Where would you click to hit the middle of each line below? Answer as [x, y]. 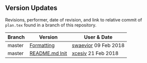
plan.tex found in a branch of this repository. [51, 25]
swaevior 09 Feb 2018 [98, 45]
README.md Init [48, 53]
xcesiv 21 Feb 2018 [95, 53]
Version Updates [31, 8]
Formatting [42, 45]
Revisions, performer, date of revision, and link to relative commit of [74, 20]
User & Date [98, 37]
